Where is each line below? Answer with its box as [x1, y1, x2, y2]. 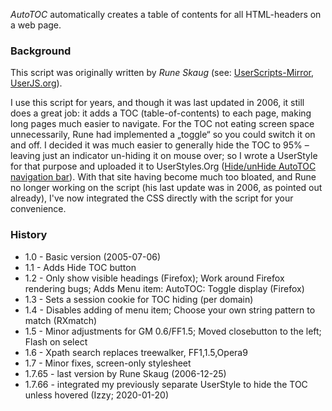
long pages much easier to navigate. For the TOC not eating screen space [10, 118, 315, 130]
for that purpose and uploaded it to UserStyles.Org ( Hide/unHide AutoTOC [10, 160, 317, 173]
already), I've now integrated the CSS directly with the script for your [10, 192, 294, 204]
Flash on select [24, 335, 88, 348]
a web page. [10, 19, 62, 31]
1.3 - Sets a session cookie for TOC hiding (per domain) [24, 293, 254, 305]
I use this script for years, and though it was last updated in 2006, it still [10, 97, 305, 109]
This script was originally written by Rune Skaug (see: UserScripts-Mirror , [10, 67, 315, 79]
